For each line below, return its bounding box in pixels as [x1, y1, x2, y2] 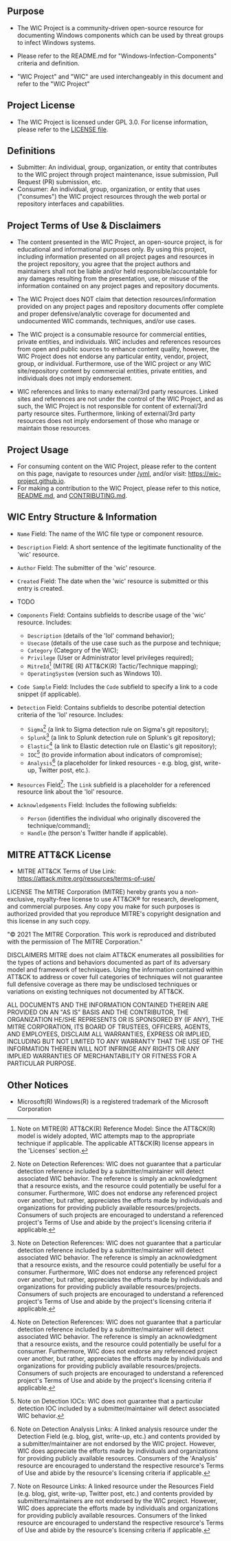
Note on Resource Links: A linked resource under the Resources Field [16, 1482, 214, 1491]
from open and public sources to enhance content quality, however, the [16, 345, 220, 353]
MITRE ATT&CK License [7, 849, 111, 860]
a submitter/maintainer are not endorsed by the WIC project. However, [16, 1440, 217, 1448]
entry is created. [16, 584, 64, 592]
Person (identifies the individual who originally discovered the [27, 814, 201, 822]
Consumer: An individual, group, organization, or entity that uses [16, 185, 201, 193]
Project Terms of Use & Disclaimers [7, 219, 162, 231]
